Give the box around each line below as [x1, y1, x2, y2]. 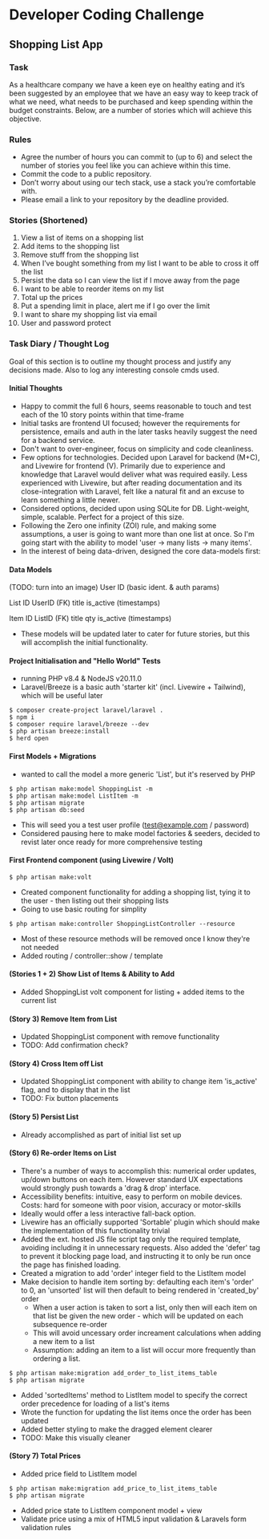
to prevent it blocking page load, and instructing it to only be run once [20, 1251, 251, 1261]
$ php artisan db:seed [9, 806, 85, 814]
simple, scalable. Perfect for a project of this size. [20, 512, 185, 522]
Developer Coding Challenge [9, 6, 205, 24]
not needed [20, 942, 59, 952]
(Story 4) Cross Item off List [9, 1058, 103, 1068]
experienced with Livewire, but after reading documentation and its [20, 477, 243, 487]
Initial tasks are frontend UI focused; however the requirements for [20, 418, 241, 428]
